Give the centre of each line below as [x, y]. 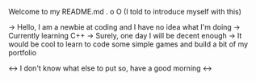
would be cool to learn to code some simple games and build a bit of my [128, 44]
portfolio [23, 53]
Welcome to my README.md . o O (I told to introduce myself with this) [125, 12]
